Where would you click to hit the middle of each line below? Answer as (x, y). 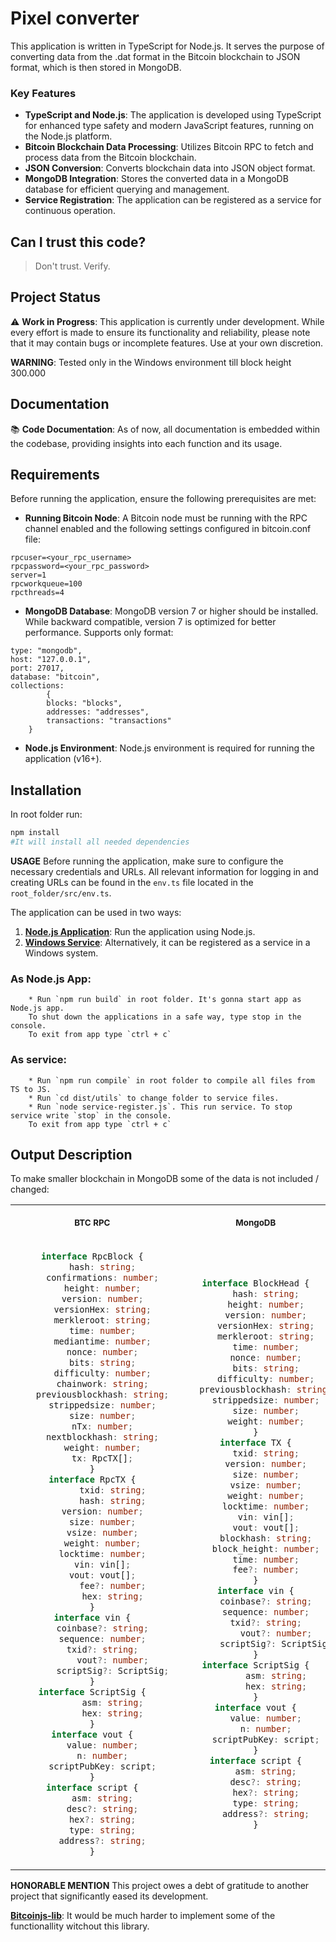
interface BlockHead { (255, 1283)
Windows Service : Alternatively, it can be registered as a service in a (167, 943)
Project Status (56, 297)
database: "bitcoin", (55, 677)
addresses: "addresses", (98, 712)
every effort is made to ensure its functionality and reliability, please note (160, 332)
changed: (30, 1189)
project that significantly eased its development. (109, 1896)
